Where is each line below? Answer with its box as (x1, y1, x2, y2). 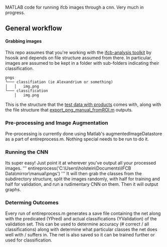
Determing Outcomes (5, 199, 59, 206)
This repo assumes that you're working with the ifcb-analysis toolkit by (5, 49, 152, 55)
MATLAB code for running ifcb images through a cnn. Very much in (5, 5, 144, 10)
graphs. (5, 187, 21, 193)
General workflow (5, 24, 62, 33)
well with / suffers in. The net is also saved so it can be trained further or (5, 232, 155, 238)
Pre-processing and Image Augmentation (5, 119, 109, 126)
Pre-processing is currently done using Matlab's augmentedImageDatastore (5, 131, 162, 137)
